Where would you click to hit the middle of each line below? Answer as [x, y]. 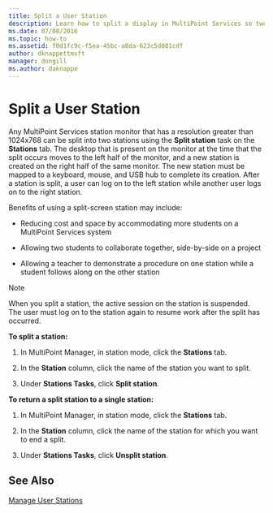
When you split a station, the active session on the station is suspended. [129, 303]
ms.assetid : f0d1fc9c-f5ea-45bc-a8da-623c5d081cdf [96, 46]
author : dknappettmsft [47, 54]
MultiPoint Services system [66, 231]
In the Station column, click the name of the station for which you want [139, 430]
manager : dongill [38, 62]
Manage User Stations [46, 500]
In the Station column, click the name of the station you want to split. [136, 368]
